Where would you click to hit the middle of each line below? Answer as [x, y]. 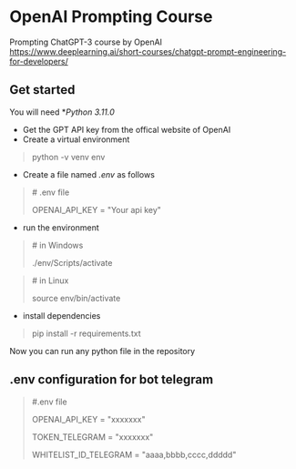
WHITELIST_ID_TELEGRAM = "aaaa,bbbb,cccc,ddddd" [134, 454]
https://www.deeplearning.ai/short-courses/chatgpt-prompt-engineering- [148, 51]
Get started [42, 90]
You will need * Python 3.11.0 [62, 112]
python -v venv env [68, 157]
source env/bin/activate [76, 298]
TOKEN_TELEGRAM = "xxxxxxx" [92, 437]
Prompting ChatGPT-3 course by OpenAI [86, 42]
